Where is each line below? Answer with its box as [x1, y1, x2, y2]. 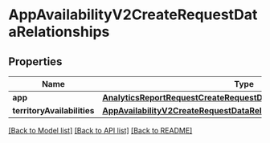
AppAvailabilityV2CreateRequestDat [8, 6, 258, 24]
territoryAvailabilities [12, 105, 95, 116]
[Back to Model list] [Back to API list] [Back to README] [8, 126, 193, 135]
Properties [8, 55, 63, 68]
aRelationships [8, 22, 110, 41]
